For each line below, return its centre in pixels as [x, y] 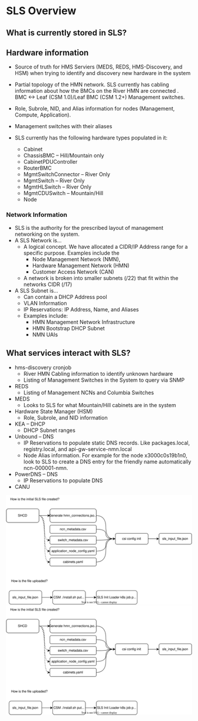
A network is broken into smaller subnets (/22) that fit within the [101, 278]
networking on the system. [47, 234]
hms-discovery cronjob [43, 367]
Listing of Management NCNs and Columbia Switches [89, 392]
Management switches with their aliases [63, 126]
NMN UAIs [45, 334]
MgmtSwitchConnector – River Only [67, 174]
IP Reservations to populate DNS [63, 480]
